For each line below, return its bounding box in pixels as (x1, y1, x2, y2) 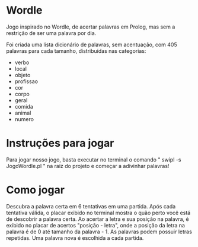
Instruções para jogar (6, 137, 114, 150)
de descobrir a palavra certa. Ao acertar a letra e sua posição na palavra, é (6, 215, 189, 223)
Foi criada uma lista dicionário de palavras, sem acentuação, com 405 (6, 41, 177, 48)
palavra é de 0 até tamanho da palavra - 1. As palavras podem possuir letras (6, 228, 193, 235)
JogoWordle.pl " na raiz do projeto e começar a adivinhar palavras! (6, 162, 170, 169)
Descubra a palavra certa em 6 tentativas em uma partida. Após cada (6, 202, 176, 210)
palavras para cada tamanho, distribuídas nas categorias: (6, 47, 146, 54)
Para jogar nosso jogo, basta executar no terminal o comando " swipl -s (6, 156, 181, 163)
